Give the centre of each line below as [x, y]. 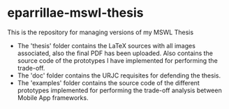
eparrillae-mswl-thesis [75, 13]
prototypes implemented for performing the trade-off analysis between [119, 90]
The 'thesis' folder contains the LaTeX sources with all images [106, 45]
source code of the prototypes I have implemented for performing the [117, 60]
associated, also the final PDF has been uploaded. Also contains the [115, 53]
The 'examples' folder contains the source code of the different [109, 82]
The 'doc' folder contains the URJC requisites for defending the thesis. [119, 75]
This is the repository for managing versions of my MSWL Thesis [101, 32]
